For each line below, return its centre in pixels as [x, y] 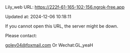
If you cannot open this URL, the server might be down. [62, 26]
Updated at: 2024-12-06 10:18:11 [38, 16]
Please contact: [21, 36]
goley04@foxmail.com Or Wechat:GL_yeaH [49, 45]
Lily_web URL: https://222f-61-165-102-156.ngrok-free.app [65, 7]
